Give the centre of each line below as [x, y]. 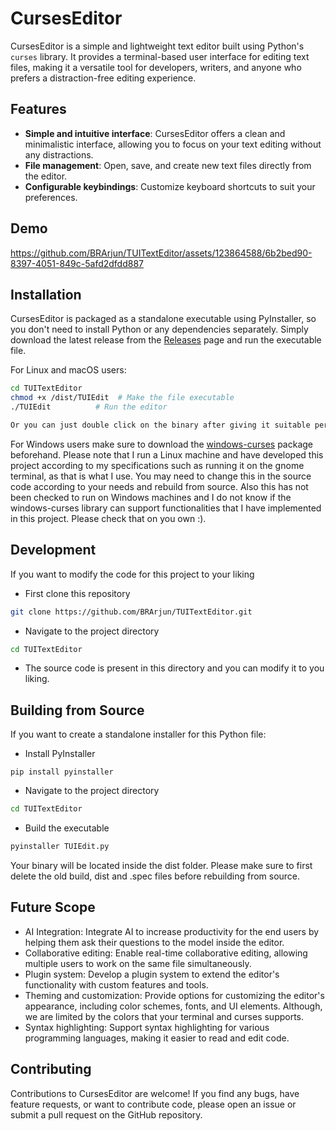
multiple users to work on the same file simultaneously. [138, 963]
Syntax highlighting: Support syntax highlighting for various [147, 1027]
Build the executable [67, 828]
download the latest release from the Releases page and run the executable [166, 340]
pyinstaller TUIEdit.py [60, 847]
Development [53, 550]
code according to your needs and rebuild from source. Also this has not [159, 486]
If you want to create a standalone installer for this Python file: [138, 734]
